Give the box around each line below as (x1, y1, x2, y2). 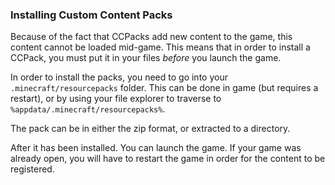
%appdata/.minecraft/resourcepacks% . (10, 103, 166, 115)
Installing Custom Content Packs (10, 8, 173, 22)
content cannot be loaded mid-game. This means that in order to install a (10, 41, 311, 53)
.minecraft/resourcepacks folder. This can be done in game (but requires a (10, 82, 319, 94)
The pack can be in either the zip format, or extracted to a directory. (10, 123, 291, 135)
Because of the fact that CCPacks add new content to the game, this (10, 31, 293, 43)
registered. (10, 163, 55, 175)
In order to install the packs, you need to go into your (10, 71, 228, 83)
